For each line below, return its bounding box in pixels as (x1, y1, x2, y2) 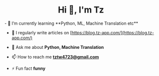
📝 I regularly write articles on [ (11, 30, 72, 35)
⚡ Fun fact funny (11, 65, 46, 71)
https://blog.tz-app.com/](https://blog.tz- (71, 30, 154, 35)
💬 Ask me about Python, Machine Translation (11, 44, 104, 50)
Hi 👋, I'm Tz (58, 4, 104, 15)
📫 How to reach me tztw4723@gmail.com (11, 54, 99, 60)
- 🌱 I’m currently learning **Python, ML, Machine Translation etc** (4, 20, 139, 26)
